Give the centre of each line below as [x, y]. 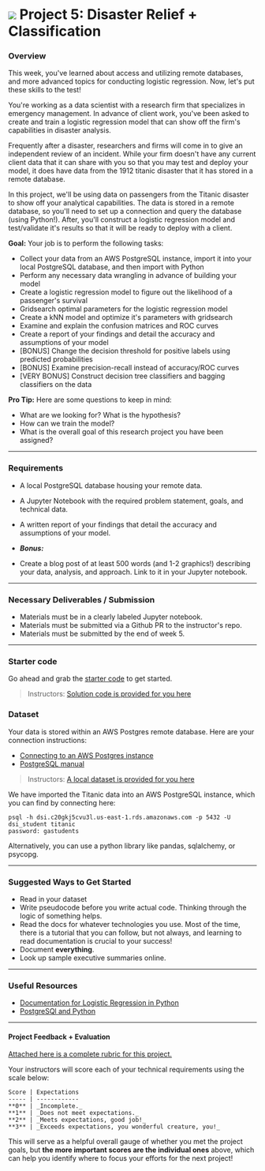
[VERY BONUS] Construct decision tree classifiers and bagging [122, 376]
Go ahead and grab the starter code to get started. [90, 679]
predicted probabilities [56, 359]
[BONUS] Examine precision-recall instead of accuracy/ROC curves [129, 368]
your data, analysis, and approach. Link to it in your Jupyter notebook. [133, 572]
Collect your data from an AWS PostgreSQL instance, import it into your [136, 259]
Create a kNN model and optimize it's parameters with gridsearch [126, 317]
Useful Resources [43, 985]
